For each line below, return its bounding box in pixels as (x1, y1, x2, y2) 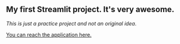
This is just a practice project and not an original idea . (6, 20, 137, 27)
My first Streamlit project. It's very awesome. (6, 5, 175, 14)
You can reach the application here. (6, 31, 92, 38)
